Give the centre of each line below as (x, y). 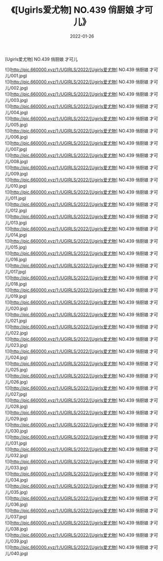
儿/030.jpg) (17, 431)
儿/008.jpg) (17, 161)
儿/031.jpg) (16, 443)
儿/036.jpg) (17, 504)
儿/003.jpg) (17, 100)
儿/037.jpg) (16, 516)
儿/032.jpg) (17, 455)
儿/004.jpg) (17, 112)
